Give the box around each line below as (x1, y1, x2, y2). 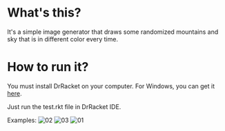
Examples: (7, 116, 37, 124)
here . (7, 89, 22, 97)
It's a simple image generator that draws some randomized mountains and (7, 28, 219, 36)
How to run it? (7, 59, 89, 75)
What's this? (7, 5, 81, 21)
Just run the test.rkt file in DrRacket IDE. (7, 102, 121, 111)
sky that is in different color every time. (7, 34, 119, 43)
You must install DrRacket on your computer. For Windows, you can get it (7, 81, 215, 90)
